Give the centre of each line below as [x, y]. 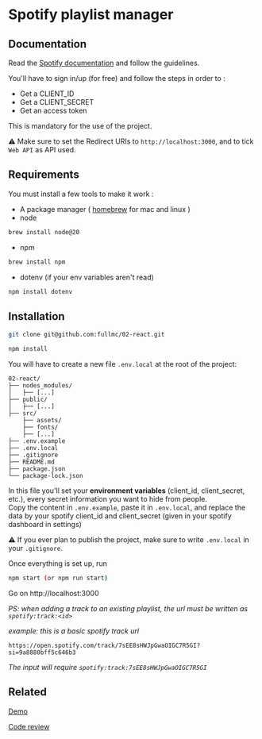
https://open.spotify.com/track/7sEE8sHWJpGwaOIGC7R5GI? [104, 645]
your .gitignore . [36, 548]
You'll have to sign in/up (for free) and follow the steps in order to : [117, 78]
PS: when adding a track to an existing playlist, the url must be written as [128, 608]
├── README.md [32, 462]
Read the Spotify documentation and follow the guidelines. [104, 63]
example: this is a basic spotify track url [74, 631]
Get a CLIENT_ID [47, 94]
